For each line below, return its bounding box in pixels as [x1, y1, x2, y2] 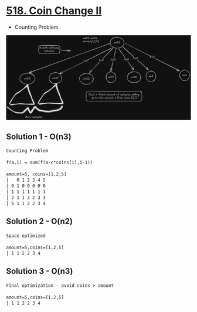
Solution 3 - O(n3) [6, 266, 73, 276]
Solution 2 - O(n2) [6, 216, 73, 226]
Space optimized [6, 233, 46, 239]
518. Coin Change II [6, 4, 102, 18]
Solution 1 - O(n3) [6, 131, 72, 141]
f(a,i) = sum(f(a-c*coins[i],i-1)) [6, 160, 93, 165]
